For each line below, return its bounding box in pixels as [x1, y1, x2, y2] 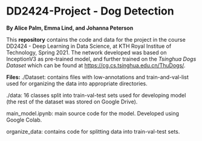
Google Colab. [6, 116, 42, 123]
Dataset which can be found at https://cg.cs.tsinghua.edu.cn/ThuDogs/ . [6, 62, 186, 69]
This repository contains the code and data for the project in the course [6, 36, 186, 43]
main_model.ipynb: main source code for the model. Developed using [6, 110, 180, 117]
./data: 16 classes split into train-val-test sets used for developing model [6, 91, 186, 99]
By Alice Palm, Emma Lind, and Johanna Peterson [6, 24, 134, 31]
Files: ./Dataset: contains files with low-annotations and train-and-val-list [6, 73, 189, 80]
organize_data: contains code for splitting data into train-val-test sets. [6, 128, 180, 135]
